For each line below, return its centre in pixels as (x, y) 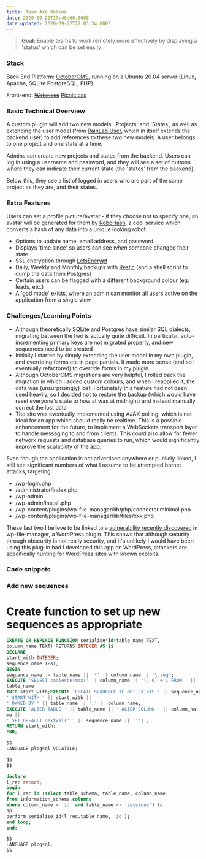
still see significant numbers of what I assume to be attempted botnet (94, 465)
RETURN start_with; (31, 726)
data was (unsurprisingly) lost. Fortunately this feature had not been (101, 388)
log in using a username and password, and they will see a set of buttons (99, 162)
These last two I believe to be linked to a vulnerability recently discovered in (102, 527)
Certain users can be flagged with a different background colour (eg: (102, 280)
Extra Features (29, 203)
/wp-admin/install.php (43, 503)
